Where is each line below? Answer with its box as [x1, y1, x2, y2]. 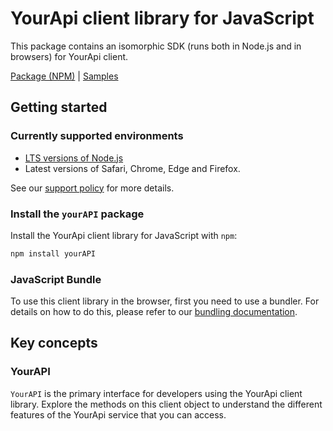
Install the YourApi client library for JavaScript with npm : [10, 229, 238, 241]
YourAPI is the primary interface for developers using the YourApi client [10, 387, 303, 399]
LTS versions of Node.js [24, 152, 124, 164]
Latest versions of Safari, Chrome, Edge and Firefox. [24, 162, 241, 174]
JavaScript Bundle [10, 272, 102, 286]
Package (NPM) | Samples [10, 70, 119, 82]
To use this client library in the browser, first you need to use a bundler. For [10, 295, 320, 307]
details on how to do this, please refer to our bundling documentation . [10, 306, 298, 318]
